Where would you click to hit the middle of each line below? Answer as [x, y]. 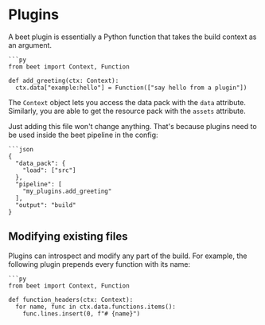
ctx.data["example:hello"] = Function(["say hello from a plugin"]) [131, 88]
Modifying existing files [68, 237]
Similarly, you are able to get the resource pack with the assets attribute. [127, 111]
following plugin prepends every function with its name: [99, 264]
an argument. [30, 45]
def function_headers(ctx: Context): [71, 300]
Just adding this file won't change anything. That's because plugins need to [132, 126]
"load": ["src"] [50, 170]
